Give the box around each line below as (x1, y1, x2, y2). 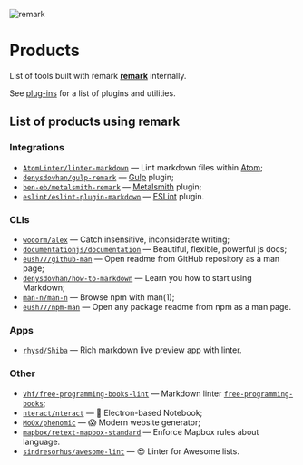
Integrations (9, 141, 65, 154)
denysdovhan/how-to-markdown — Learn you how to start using (22, 272, 252, 283)
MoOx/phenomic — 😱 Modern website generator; (22, 417, 201, 428)
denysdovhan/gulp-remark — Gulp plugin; (22, 171, 174, 182)
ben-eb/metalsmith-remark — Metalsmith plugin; (22, 181, 202, 192)
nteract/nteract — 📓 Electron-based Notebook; (22, 407, 203, 418)
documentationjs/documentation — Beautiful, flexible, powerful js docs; (22, 243, 288, 254)
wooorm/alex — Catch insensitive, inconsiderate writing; (22, 234, 230, 245)
